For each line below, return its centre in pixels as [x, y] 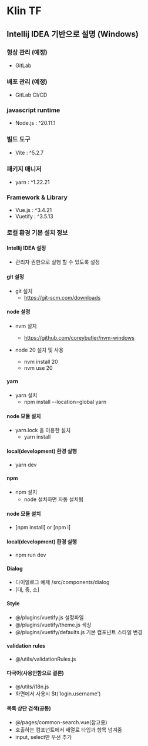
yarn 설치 [26, 395]
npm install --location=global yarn [65, 402]
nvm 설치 [26, 326]
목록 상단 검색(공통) [29, 708]
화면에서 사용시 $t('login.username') [58, 694]
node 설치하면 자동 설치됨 [54, 499]
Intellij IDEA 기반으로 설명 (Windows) [73, 34]
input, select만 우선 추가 [43, 737]
